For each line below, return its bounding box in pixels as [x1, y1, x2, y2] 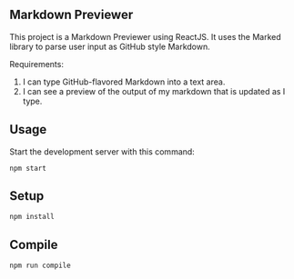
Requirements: [9, 58, 64, 69]
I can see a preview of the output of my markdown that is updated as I [22, 85, 286, 96]
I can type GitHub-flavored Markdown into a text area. [22, 76, 226, 87]
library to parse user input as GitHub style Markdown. [9, 41, 211, 52]
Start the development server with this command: [9, 145, 196, 157]
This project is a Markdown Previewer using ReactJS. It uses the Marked [9, 31, 282, 42]
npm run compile [9, 261, 71, 271]
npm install [9, 213, 55, 222]
